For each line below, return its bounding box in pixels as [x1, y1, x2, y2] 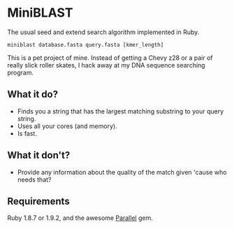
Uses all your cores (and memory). [17, 122, 117, 130]
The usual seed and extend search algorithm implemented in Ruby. [7, 28, 200, 36]
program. [7, 68, 34, 77]
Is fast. [17, 129, 37, 137]
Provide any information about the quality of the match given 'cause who [17, 168, 227, 176]
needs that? [17, 175, 52, 184]
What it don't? [7, 150, 71, 161]
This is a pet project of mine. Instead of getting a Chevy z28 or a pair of [7, 54, 213, 62]
